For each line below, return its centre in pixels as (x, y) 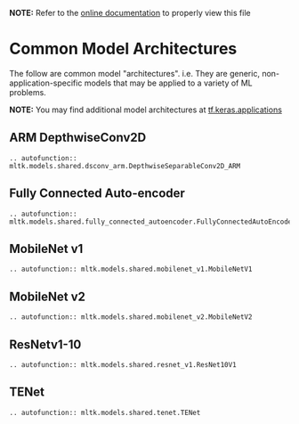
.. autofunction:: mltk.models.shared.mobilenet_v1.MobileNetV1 (131, 269)
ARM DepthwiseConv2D (78, 138)
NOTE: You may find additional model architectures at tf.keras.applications (146, 110)
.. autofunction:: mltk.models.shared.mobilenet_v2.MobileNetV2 (131, 317)
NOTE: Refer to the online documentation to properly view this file (130, 13)
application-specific (46, 83)
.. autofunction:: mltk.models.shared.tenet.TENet (105, 412)
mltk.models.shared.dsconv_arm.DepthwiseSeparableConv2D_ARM (125, 166)
